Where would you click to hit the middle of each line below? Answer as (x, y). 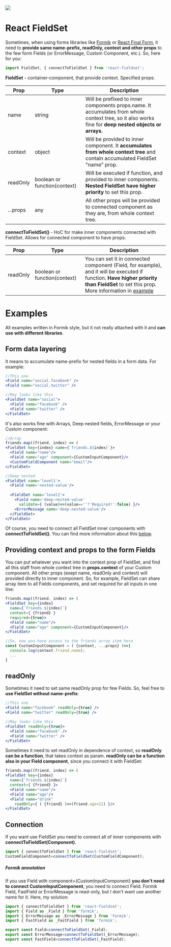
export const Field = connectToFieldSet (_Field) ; (57, 930)
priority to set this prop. (114, 192)
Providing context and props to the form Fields (80, 550)
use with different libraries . (35, 333)
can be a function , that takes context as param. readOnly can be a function (85, 756)
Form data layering (36, 349)
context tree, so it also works (120, 118)
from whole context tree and (121, 152)
